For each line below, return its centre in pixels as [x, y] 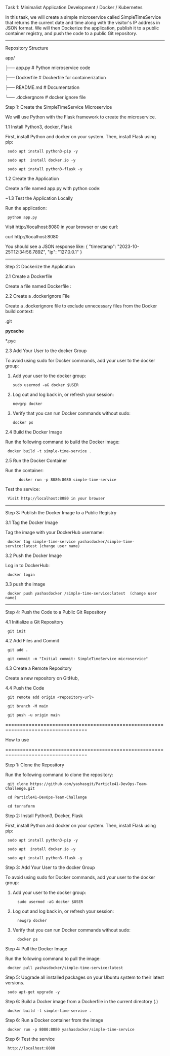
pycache [15, 331]
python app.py [22, 218]
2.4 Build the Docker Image [34, 432]
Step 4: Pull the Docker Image [36, 949]
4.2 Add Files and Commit [32, 641]
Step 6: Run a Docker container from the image [54, 1020]
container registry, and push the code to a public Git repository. [71, 33]
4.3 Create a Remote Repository [38, 668]
